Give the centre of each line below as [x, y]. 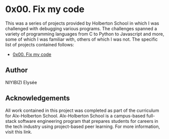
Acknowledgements [38, 98]
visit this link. [19, 131]
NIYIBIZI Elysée [21, 82]
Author [16, 70]
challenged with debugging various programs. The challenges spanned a [81, 28]
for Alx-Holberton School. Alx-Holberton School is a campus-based [75, 116]
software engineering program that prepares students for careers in [88, 121]
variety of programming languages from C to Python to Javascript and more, [85, 34]
